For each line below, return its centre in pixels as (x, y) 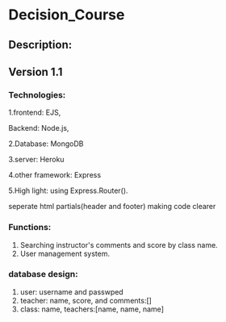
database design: (43, 274)
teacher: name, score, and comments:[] (86, 300)
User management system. (65, 253)
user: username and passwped (71, 291)
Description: (40, 45)
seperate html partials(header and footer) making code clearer (112, 207)
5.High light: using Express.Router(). (68, 190)
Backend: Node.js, (39, 128)
